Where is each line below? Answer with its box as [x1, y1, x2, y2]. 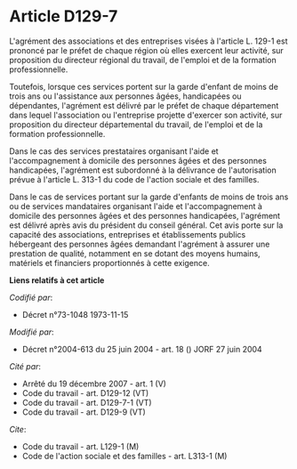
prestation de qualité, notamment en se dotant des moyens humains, [9, 247, 261, 259]
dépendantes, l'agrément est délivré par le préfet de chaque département [9, 100, 279, 110]
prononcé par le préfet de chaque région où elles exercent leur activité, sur [9, 44, 285, 55]
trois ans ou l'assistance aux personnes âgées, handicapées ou [9, 91, 242, 101]
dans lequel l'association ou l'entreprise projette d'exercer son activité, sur [9, 109, 283, 120]
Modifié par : [9, 327, 55, 337]
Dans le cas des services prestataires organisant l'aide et [9, 145, 220, 157]
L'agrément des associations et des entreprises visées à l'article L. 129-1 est [9, 36, 288, 46]
